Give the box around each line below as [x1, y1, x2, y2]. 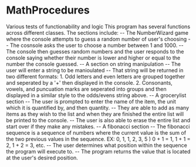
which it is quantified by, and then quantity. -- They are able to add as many [6, 104, 190, 111]
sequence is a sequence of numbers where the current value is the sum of [6, 129, 187, 136]
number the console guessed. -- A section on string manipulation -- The [6, 60, 181, 68]
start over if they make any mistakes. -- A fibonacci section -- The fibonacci [6, 123, 190, 130]
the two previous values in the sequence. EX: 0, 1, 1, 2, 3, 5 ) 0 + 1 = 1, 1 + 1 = [6, 135, 191, 142]
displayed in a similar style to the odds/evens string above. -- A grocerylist [6, 92, 187, 99]
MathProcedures [6, 4, 90, 17]
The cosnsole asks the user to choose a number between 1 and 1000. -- [9, 42, 184, 49]
